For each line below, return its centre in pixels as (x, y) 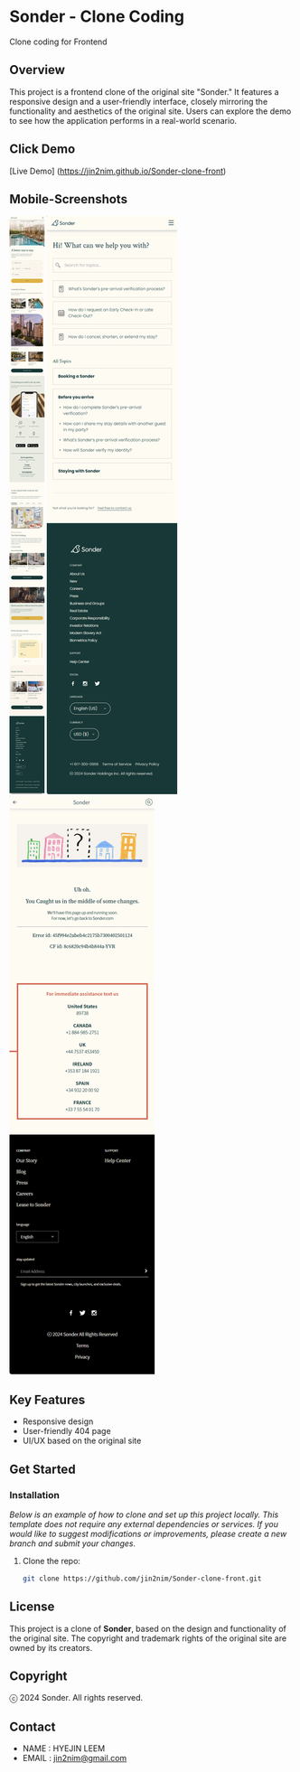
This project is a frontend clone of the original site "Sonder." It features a (144, 91)
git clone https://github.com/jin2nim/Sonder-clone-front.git (142, 1579)
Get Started (42, 1469)
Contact (33, 1726)
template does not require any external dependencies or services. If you (144, 1524)
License (32, 1607)
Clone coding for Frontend (58, 42)
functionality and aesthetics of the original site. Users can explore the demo (150, 111)
